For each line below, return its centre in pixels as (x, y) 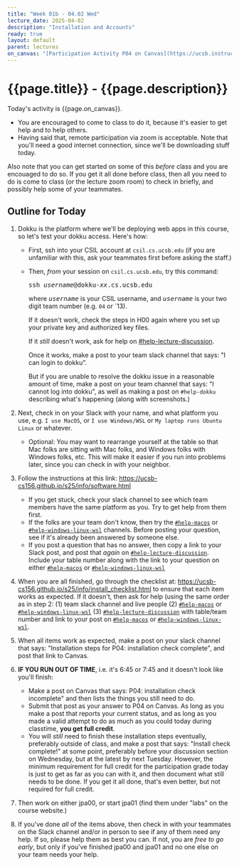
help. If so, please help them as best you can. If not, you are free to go (121, 839)
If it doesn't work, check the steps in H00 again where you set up (124, 320)
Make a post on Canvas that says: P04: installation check (112, 690)
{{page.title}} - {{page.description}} (118, 89)
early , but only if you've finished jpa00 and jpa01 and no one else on (118, 847)
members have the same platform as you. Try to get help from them (127, 507)
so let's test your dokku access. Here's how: (83, 236)
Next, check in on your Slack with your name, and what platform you (118, 413)
